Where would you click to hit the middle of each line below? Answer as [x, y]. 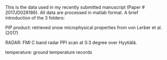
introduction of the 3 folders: [35, 18]
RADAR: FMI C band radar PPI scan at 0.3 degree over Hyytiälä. [71, 42]
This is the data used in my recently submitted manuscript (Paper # [75, 7]
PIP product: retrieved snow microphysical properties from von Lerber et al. [84, 27]
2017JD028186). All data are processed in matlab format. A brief [72, 12]
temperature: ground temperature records [49, 52]
